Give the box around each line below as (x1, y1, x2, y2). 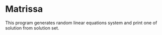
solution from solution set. (5, 25, 59, 31)
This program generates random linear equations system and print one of (5, 20, 157, 26)
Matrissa (5, 3, 43, 15)
